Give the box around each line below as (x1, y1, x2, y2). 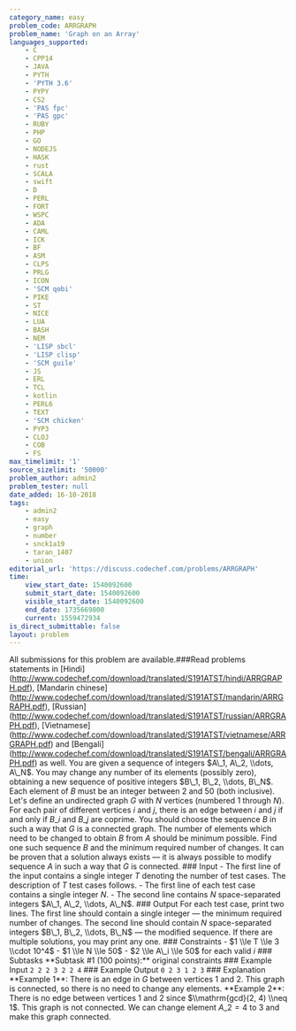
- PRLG (25, 268, 49, 277)
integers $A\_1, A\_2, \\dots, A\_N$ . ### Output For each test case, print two (9, 899, 285, 910)
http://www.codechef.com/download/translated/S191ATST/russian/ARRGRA (11, 711, 287, 721)
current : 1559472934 (25, 613, 101, 622)
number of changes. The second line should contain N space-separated (9, 918, 272, 928)
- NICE (25, 309, 49, 319)
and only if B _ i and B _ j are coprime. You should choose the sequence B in (9, 814, 277, 825)
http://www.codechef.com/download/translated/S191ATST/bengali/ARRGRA (11, 749, 287, 759)
